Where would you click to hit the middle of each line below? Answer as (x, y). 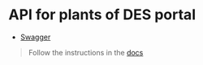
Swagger (35, 37)
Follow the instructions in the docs (86, 52)
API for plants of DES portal (102, 15)
